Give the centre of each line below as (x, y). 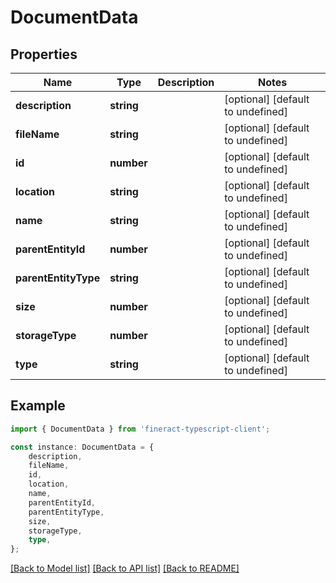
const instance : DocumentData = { (82, 447)
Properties (44, 54)
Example (38, 406)
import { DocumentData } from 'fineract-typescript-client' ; (140, 429)
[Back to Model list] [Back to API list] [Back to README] (125, 568)
